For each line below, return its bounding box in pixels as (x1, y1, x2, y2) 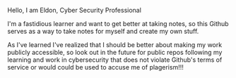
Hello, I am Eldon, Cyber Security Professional (7, 6, 141, 14)
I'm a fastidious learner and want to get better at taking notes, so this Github (7, 20, 229, 27)
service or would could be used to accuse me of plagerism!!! (7, 63, 184, 71)
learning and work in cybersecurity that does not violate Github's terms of (7, 56, 223, 64)
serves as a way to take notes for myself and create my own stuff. (7, 27, 199, 35)
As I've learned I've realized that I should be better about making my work (7, 41, 223, 48)
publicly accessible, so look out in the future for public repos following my (7, 48, 223, 56)
